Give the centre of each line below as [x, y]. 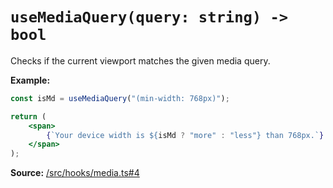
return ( [28, 116]
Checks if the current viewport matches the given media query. [140, 60]
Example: [30, 80]
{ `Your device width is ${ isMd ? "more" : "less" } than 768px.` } [185, 135]
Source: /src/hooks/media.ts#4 [75, 173]
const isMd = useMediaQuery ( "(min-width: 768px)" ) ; [120, 98]
